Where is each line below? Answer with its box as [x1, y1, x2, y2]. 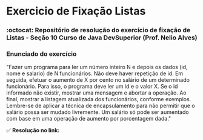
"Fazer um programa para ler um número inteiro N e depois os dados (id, [6, 64, 188, 71]
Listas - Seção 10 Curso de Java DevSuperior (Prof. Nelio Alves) [6, 33, 198, 42]
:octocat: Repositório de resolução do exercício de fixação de [6, 26, 191, 35]
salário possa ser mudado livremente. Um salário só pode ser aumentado [6, 108, 189, 116]
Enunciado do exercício [6, 50, 77, 58]
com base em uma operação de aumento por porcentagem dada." [6, 115, 171, 122]
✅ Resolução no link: [6, 127, 60, 134]
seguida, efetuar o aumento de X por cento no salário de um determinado [6, 76, 190, 84]
